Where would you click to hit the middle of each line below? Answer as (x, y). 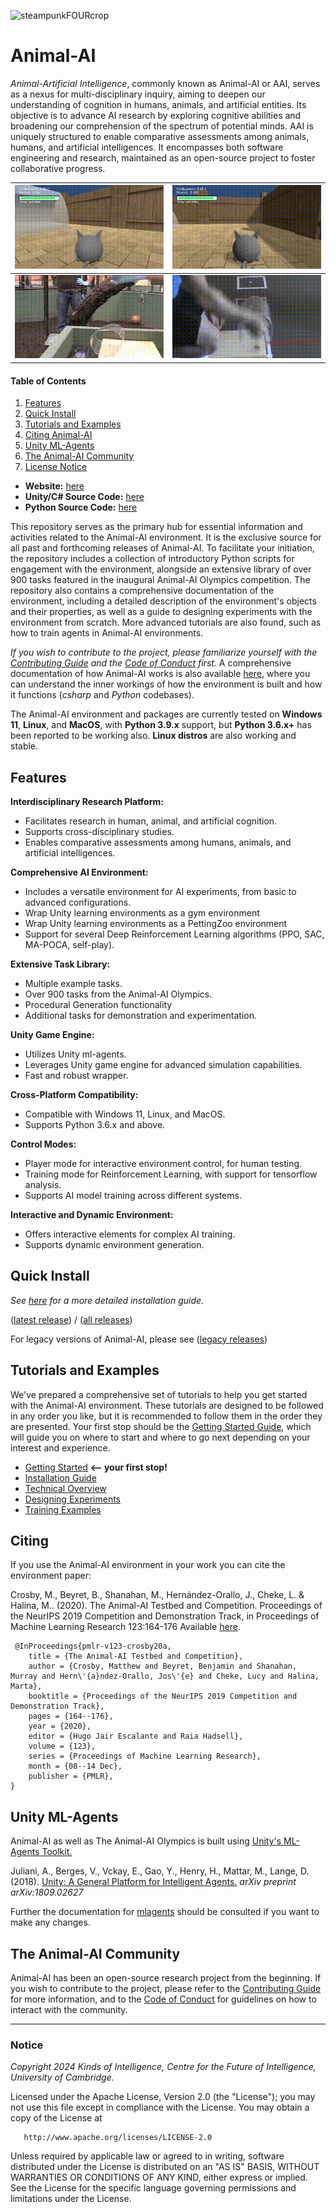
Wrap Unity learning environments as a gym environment (142, 912)
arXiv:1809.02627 (47, 1892)
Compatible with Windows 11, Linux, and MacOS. (125, 1114)
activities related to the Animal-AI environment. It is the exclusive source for (166, 537)
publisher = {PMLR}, (71, 1776)
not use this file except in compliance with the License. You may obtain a (160, 2107)
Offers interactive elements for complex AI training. (130, 1234)
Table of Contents (48, 381)
